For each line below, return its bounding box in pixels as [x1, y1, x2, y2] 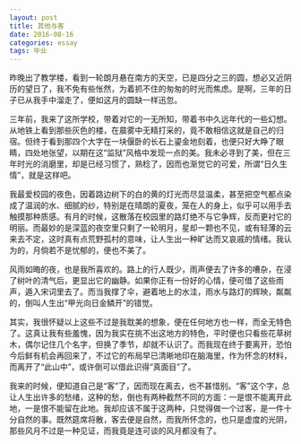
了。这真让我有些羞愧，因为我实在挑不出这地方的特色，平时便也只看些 [9, 328, 269, 339]
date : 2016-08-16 [9, 30, 74, 39]
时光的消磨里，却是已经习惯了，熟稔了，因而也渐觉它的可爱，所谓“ [16, 159, 264, 170]
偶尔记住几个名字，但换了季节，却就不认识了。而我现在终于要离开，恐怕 [24, 339, 292, 350]
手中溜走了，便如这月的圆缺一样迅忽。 [39, 95, 182, 106]
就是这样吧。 [28, 170, 76, 180]
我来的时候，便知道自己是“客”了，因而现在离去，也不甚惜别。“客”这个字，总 [9, 380, 290, 391]
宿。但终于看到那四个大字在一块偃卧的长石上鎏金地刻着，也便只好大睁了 [9, 136, 276, 147]
